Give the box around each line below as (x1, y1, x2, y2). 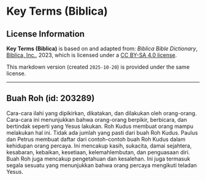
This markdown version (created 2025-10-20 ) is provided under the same (6, 63, 190, 70)
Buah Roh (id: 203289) (6, 93, 95, 103)
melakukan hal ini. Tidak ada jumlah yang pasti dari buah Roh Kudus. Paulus (6, 129, 198, 136)
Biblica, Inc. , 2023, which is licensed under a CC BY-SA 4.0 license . (6, 51, 177, 59)
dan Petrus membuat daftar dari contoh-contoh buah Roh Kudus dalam (6, 135, 186, 143)
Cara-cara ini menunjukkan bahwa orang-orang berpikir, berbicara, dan (6, 116, 187, 123)
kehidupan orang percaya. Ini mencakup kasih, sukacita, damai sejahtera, (6, 142, 192, 149)
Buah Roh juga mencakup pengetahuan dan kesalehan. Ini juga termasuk (6, 155, 191, 162)
